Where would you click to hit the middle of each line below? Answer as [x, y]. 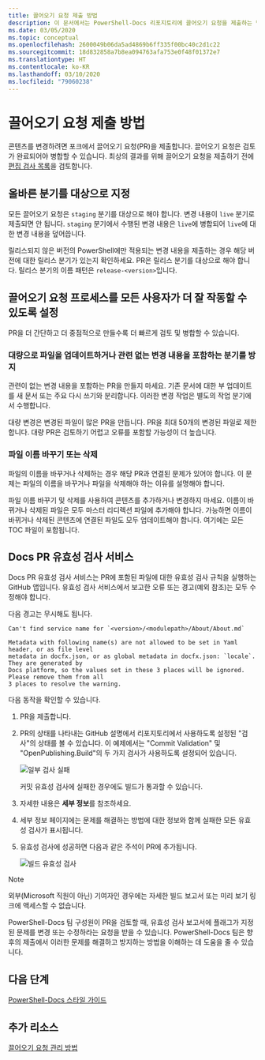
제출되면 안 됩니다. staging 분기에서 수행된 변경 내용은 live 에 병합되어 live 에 [128, 224]
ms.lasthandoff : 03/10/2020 [54, 74]
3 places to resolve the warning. [65, 684]
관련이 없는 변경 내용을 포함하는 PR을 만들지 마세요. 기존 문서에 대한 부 [116, 386]
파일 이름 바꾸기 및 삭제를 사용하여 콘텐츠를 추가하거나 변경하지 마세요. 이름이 [127, 500]
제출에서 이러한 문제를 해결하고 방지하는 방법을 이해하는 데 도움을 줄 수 [131, 942]
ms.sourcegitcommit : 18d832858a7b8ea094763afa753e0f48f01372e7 [114, 52]
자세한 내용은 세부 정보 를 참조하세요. [75, 803]
